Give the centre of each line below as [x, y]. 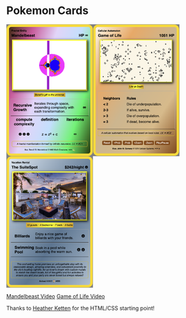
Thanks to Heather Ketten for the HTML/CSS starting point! [80, 308]
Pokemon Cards [48, 11]
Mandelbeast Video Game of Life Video [56, 297]
